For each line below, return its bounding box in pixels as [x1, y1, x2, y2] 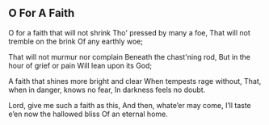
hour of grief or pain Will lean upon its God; [8, 60, 153, 70]
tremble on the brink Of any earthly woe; [8, 36, 144, 46]
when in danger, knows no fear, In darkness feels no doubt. [8, 85, 206, 94]
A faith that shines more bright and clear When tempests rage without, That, [8, 76, 262, 85]
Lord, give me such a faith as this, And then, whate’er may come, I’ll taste [8, 100, 252, 110]
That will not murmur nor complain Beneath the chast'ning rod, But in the [8, 52, 251, 61]
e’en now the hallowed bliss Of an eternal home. [8, 109, 168, 119]
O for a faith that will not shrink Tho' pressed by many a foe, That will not [8, 27, 250, 37]
